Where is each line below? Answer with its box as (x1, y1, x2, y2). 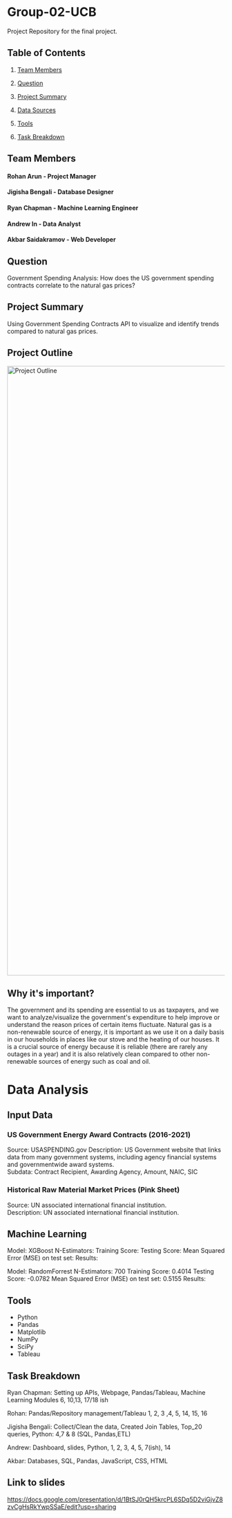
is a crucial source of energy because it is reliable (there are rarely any (7, 1043, 209, 1051)
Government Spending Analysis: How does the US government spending (7, 274, 214, 282)
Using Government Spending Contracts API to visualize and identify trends (7, 319, 220, 328)
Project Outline (7, 347, 73, 359)
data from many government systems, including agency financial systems (7, 1153, 217, 1161)
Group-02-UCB (7, 4, 97, 20)
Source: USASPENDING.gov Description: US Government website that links (7, 1145, 222, 1154)
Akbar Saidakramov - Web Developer (7, 235, 116, 244)
